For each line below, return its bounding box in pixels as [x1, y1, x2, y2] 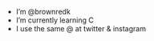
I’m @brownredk [15, 7, 71, 16]
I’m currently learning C [15, 15, 94, 25]
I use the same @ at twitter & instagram [15, 24, 147, 33]
